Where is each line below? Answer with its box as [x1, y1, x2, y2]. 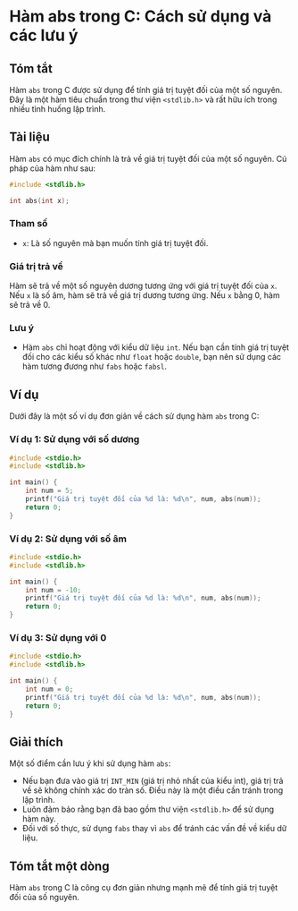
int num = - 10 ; [25, 585, 82, 594]
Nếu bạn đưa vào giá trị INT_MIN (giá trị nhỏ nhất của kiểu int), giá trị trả [21, 776, 284, 787]
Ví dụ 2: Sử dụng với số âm [9, 532, 128, 545]
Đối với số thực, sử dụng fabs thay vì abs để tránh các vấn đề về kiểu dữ [21, 823, 287, 834]
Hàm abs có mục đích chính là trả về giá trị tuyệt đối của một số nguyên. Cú [9, 153, 287, 164]
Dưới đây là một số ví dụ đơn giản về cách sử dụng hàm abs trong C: [9, 411, 260, 421]
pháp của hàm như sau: [9, 163, 96, 174]
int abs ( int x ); [9, 196, 70, 205]
